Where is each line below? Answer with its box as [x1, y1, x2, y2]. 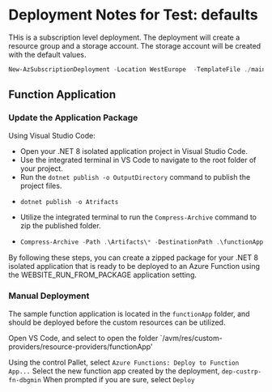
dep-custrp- [221, 367, 261, 376]
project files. [19, 181, 62, 190]
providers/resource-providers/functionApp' [8, 342, 153, 352]
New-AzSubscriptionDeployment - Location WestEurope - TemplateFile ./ [8, 65, 252, 74]
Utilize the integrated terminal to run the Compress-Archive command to [19, 212, 257, 222]
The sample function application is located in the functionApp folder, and [8, 309, 250, 318]
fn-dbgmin [8, 376, 42, 384]
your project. [19, 164, 63, 173]
